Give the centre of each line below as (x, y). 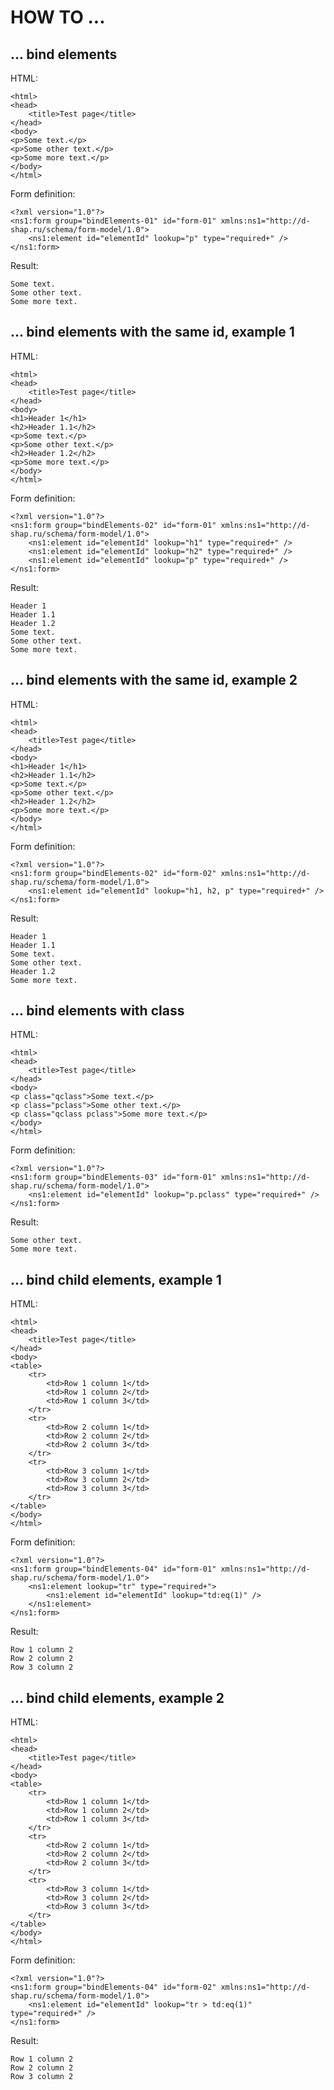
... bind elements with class (97, 1011)
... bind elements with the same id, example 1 (152, 332)
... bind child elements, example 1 (116, 1279)
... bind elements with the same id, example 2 (154, 680)
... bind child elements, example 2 (117, 1697)
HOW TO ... (58, 17)
